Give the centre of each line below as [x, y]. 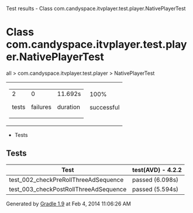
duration [69, 106]
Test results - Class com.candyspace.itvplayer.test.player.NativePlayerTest [96, 8]
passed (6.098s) [156, 180]
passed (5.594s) [156, 189]
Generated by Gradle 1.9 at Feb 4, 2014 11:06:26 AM [69, 204]
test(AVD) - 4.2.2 [157, 170]
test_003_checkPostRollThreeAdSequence [68, 189]
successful [105, 107]
